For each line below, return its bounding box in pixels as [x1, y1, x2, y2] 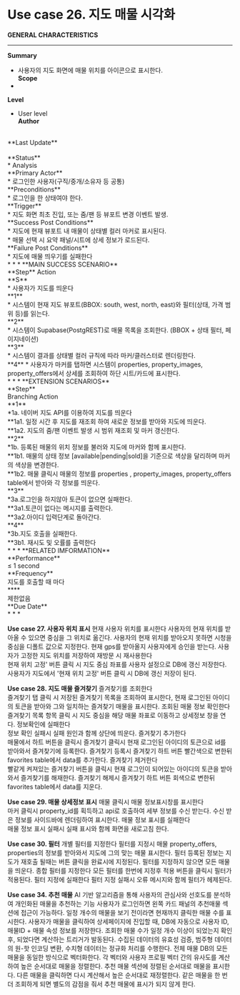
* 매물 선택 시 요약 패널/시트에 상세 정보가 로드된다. [7, 235, 150, 244]
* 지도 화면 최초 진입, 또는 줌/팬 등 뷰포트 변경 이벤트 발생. [7, 210, 169, 219]
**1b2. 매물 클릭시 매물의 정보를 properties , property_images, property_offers [7, 469, 232, 478]
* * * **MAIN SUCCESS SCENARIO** [7, 260, 118, 269]
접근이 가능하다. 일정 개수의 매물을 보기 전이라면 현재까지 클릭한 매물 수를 [20, 908, 225, 916]
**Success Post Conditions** [7, 218, 94, 226]
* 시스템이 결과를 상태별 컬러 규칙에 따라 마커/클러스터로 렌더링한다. [7, 351, 196, 359]
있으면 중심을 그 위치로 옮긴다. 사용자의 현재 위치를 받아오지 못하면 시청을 [28, 633, 232, 641]
